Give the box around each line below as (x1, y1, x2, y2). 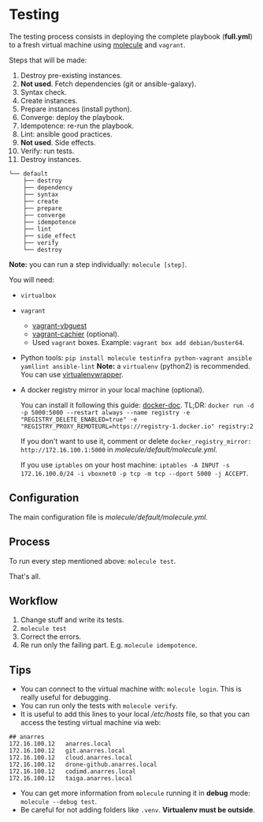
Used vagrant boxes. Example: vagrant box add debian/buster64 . (31, 337, 245, 347)
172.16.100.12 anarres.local (9, 740, 112, 748)
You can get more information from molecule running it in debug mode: (20, 788, 250, 798)
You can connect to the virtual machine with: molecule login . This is (20, 685, 243, 694)
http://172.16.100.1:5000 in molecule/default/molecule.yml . (20, 445, 218, 454)
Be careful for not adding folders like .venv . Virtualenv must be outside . (20, 805, 255, 815)
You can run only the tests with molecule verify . (20, 701, 178, 711)
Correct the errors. (20, 632, 82, 641)
